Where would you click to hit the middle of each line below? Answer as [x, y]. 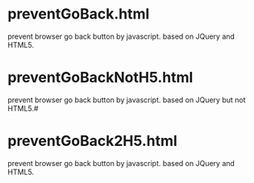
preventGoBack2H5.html [93, 141]
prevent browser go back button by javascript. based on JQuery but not [127, 100]
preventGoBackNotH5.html [100, 78]
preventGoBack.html [79, 14]
